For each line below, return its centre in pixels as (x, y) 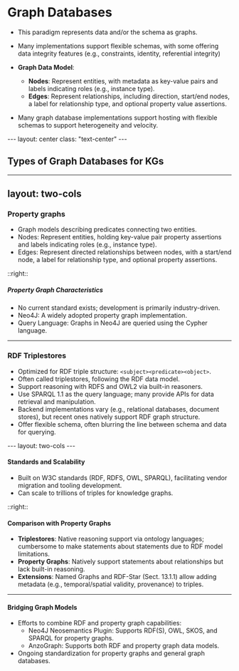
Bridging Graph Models (42, 607)
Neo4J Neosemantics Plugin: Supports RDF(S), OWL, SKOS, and (123, 630)
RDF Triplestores (37, 355)
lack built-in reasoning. (51, 569)
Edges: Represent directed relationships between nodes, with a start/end (124, 252)
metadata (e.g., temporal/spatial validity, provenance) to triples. (111, 584)
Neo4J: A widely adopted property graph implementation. (102, 316)
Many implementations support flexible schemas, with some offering (118, 46)
